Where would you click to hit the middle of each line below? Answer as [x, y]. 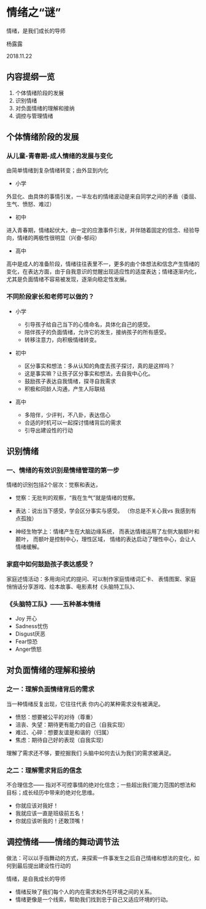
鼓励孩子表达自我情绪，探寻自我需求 [70, 381]
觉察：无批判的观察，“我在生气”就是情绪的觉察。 [77, 498]
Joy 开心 [26, 619]
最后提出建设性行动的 [44, 865]
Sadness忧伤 [32, 626]
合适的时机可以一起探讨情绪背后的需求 [73, 422]
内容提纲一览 [31, 77]
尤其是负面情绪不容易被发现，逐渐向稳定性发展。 [68, 279]
